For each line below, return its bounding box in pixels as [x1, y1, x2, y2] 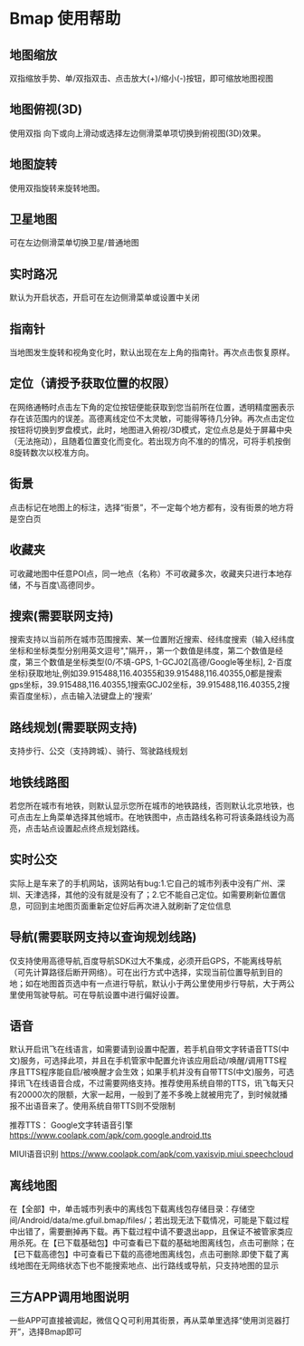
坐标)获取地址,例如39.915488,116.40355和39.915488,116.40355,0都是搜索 [9, 668, 282, 679]
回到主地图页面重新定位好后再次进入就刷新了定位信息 [33, 900, 232, 911]
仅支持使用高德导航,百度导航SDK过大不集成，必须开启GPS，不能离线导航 [9, 955, 282, 966]
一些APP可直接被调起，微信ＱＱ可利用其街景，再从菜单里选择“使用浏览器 [9, 1315, 282, 1325]
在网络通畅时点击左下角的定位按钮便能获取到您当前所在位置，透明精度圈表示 [9, 401, 295, 412]
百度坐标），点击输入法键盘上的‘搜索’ [16, 690, 153, 702]
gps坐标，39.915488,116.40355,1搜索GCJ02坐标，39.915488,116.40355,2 [9, 679, 282, 690]
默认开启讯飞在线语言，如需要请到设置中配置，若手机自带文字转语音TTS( [9, 1043, 282, 1055]
